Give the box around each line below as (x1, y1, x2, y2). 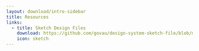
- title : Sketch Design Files (11, 25, 86, 31)
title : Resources (6, 14, 49, 20)
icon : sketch (17, 36, 49, 42)
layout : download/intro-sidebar (6, 8, 86, 15)
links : (6, 19, 23, 25)
